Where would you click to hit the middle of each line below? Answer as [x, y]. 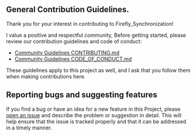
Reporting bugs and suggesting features [82, 95]
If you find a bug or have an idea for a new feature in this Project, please [93, 109]
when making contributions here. [46, 76]
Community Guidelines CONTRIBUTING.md [67, 53]
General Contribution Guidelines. [68, 10]
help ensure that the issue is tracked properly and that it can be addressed [96, 121]
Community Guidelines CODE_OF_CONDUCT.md [73, 59]
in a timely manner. [29, 128]
